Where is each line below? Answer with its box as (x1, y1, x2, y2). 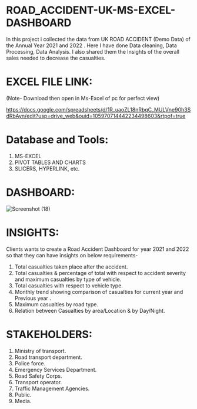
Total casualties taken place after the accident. (14, 263, 128, 270)
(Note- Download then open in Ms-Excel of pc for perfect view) (6, 94, 160, 102)
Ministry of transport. (14, 347, 66, 354)
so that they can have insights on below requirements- (6, 251, 138, 259)
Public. (14, 391, 32, 398)
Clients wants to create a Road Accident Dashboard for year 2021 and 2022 (6, 246, 189, 253)
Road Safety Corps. (14, 372, 63, 379)
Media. (14, 397, 32, 404)
